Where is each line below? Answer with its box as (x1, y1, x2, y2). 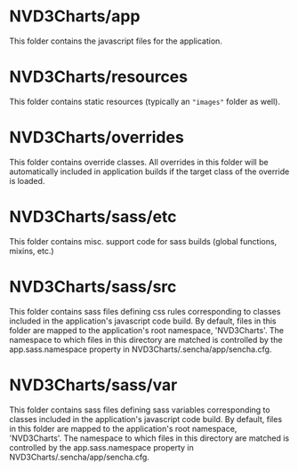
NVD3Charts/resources (9, 67, 189, 87)
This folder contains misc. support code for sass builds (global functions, (9, 235, 278, 246)
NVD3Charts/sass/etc (9, 207, 177, 227)
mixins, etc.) (9, 245, 55, 256)
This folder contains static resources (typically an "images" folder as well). (9, 96, 281, 107)
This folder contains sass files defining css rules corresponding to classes (9, 306, 281, 316)
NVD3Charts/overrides (9, 127, 184, 148)
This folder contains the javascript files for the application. (9, 36, 222, 46)
